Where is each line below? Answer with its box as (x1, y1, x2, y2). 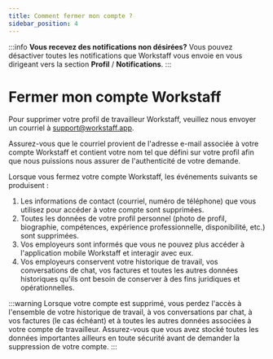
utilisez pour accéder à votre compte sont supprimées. (20, 205, 205, 215)
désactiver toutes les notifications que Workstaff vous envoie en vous (8, 50, 243, 60)
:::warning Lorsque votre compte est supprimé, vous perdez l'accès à (8, 299, 242, 309)
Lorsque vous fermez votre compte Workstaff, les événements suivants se (8, 172, 258, 182)
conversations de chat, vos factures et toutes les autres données (20, 265, 239, 275)
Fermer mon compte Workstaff (8, 87, 222, 106)
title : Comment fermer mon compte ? (8, 11, 133, 20)
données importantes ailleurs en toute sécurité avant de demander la (8, 333, 240, 343)
